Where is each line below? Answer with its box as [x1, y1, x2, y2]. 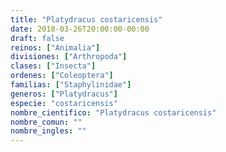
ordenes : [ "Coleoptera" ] [10, 71, 114, 81]
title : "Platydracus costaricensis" [10, 14, 163, 25]
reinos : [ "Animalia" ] [10, 42, 101, 53]
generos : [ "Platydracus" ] [10, 89, 118, 99]
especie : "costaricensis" [10, 98, 118, 108]
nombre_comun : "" [10, 117, 83, 127]
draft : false [10, 33, 65, 43]
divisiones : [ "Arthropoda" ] [10, 52, 128, 62]
